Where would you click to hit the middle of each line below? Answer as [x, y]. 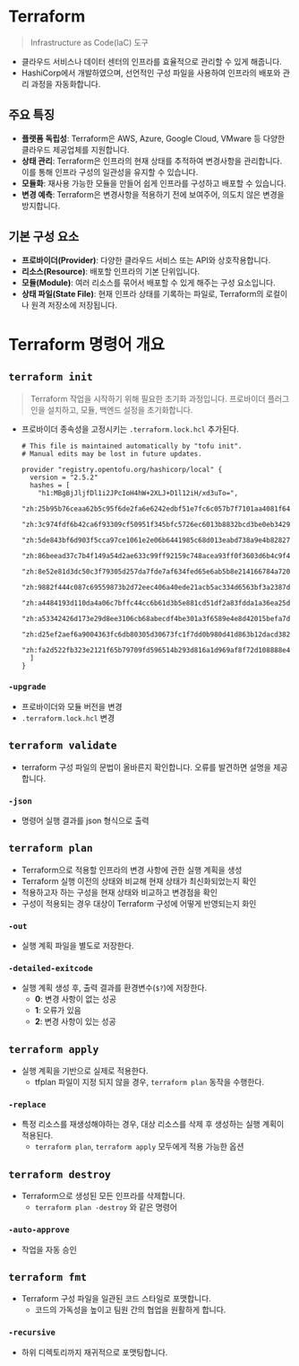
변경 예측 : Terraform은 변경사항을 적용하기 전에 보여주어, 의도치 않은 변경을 [153, 194]
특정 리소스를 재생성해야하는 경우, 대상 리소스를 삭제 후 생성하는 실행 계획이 [153, 1125]
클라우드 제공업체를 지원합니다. [76, 149]
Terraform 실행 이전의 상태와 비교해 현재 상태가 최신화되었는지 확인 [139, 880]
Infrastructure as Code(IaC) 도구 [89, 42]
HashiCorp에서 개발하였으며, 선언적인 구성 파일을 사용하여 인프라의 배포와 [151, 73]
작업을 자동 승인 [49, 1249]
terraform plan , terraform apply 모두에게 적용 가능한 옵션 [139, 1147]
